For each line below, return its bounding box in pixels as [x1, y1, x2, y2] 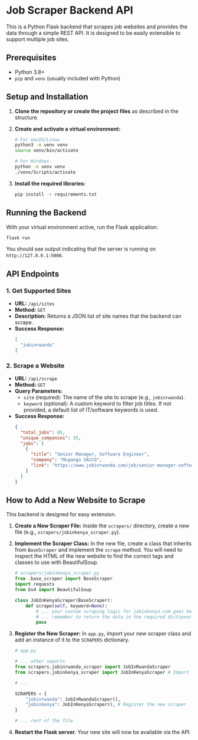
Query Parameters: [14, 387, 63, 395]
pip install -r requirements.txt [14, 191, 97, 197]
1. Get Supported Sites [6, 286, 71, 295]
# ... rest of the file [14, 718, 74, 724]
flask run [6, 234, 31, 241]
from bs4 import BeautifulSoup [14, 587, 92, 593]
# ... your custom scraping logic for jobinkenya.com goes [36, 608, 184, 614]
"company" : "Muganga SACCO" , [30, 457, 103, 463]
